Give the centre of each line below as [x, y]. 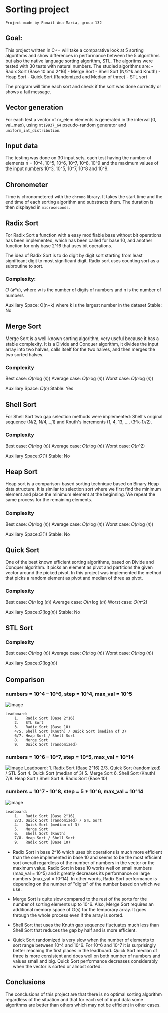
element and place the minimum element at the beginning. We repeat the [80, 494]
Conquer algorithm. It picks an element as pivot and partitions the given [79, 567]
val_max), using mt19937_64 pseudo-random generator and [66, 125]
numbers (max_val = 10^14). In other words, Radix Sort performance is [85, 878]
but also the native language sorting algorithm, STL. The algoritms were [79, 61]
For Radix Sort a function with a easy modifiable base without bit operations [83, 235]
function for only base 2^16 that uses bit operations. [59, 246]
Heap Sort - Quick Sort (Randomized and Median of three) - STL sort [76, 77]
